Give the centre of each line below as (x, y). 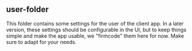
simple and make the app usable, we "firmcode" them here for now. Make (95, 36)
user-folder (27, 10)
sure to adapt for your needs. (41, 42)
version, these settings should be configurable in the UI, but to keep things (96, 30)
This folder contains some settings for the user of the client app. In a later (95, 23)
